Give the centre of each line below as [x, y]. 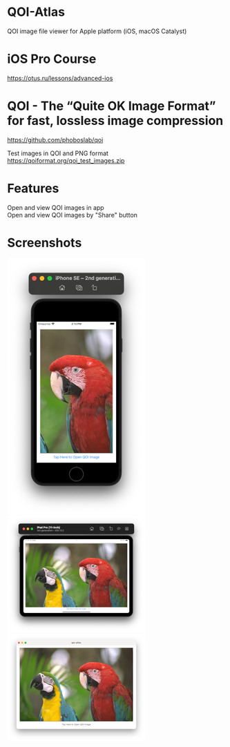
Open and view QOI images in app [56, 207]
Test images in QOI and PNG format [58, 153]
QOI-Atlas [36, 12]
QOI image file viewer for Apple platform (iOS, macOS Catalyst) [97, 31]
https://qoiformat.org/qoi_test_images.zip [66, 160]
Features [33, 188]
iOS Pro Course [52, 59]
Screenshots [45, 243]
